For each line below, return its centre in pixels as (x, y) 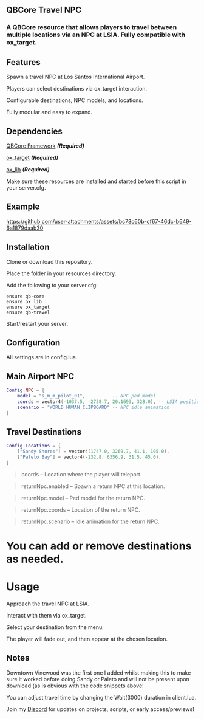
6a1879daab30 (25, 228)
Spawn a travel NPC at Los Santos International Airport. (76, 77)
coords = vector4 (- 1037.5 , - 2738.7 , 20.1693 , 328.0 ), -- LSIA (97, 401)
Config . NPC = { (25, 390)
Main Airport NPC (40, 376)
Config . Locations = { (34, 446)
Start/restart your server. (37, 323)
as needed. (35, 559)
